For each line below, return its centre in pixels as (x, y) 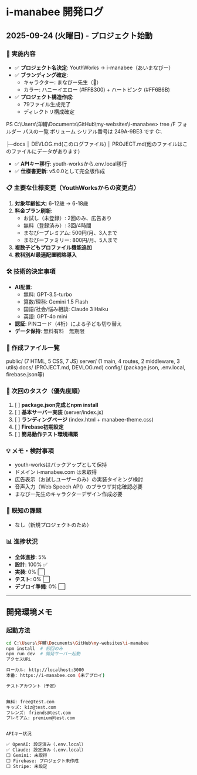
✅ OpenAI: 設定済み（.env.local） (46, 744)
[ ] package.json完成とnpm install (56, 405)
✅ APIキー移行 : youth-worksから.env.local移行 (71, 164)
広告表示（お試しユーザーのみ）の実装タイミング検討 (79, 480)
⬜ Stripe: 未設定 (27, 766)
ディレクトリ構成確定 (49, 112)
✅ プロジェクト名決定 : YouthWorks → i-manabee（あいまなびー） (94, 68)
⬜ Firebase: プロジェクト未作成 (43, 761)
